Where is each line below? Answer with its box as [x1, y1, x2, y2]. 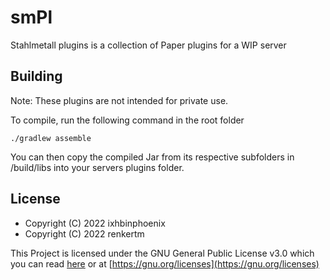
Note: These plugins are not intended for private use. [10, 94, 229, 106]
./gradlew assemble [10, 133, 92, 143]
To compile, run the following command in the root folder [10, 114, 245, 126]
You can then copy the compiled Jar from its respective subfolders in [10, 151, 295, 163]
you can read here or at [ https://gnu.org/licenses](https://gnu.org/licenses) [10, 257, 320, 270]
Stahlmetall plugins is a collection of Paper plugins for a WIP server [10, 39, 287, 51]
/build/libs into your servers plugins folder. [10, 161, 185, 173]
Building [10, 68, 63, 85]
